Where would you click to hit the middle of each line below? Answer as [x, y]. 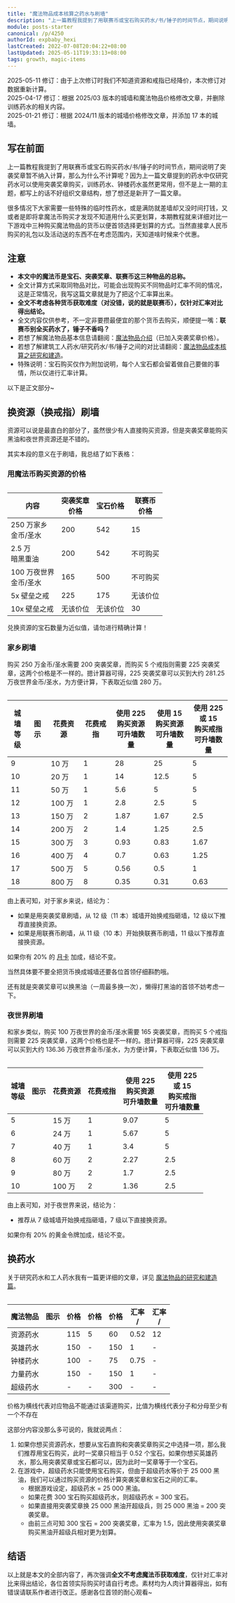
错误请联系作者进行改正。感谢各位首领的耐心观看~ [80, 1592]
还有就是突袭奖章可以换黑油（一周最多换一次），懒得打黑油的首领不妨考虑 [113, 986]
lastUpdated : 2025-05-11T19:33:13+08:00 [67, 53]
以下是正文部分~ [31, 388]
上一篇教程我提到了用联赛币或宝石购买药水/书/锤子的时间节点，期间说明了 [114, 166]
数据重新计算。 [29, 89]
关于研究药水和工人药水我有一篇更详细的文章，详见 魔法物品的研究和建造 [112, 1277]
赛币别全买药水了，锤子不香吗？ [63, 329]
